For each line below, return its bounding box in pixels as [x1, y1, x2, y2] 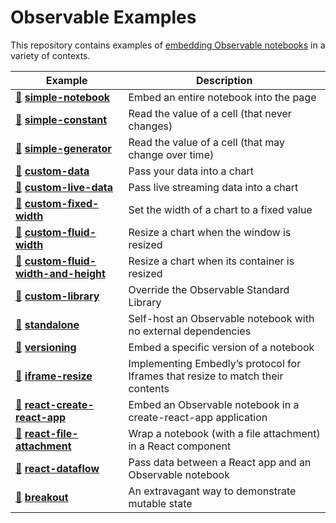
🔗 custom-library [15, 289, 100, 303]
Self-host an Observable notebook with [128, 311, 315, 325]
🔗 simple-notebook [15, 90, 110, 104]
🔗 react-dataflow [15, 461, 100, 475]
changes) [128, 119, 173, 133]
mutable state [128, 496, 193, 510]
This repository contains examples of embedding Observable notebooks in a [10, 39, 326, 51]
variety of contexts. [10, 49, 91, 61]
